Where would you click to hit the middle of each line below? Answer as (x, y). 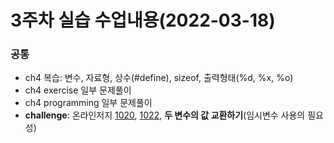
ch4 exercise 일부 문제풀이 (78, 90)
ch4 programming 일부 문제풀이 (88, 103)
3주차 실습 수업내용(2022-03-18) (143, 20)
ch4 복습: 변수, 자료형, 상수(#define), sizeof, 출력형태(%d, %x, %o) (159, 78)
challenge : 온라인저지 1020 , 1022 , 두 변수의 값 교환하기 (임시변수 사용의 (165, 115)
